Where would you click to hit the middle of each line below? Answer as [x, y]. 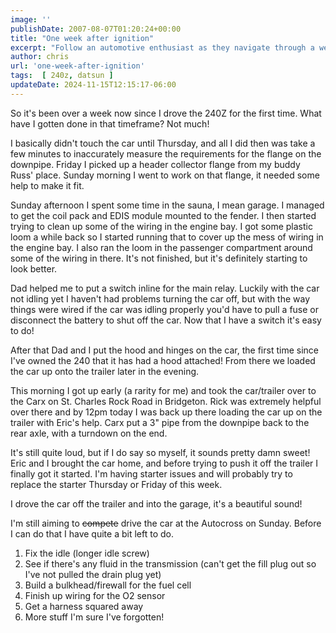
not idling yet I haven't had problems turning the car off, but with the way [160, 298]
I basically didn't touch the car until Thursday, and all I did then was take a [163, 143]
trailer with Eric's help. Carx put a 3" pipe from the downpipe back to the [160, 422]
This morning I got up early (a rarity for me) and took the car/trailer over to [163, 390]
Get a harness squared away [84, 606]
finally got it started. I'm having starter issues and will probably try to [151, 473]
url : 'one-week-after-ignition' [77, 66]
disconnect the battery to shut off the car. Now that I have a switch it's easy [166, 320]
